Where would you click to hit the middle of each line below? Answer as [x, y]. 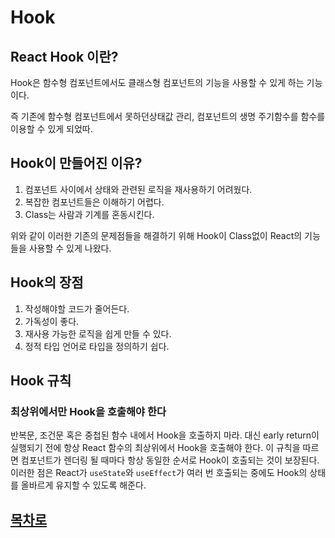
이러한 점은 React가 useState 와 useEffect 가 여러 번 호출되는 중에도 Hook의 [159, 473]
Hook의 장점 [47, 282]
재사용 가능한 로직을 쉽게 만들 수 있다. [98, 333]
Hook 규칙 [41, 381]
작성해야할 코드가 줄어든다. [77, 308]
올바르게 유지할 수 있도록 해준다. [83, 485]
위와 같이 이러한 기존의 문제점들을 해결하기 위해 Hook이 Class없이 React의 [156, 235]
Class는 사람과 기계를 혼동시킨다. [89, 214]
